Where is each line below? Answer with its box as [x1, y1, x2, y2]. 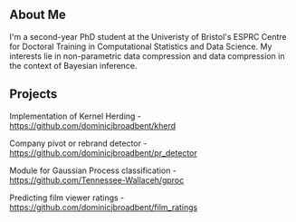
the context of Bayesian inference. [9, 60, 138, 71]
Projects [9, 86, 58, 102]
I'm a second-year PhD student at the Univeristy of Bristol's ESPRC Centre [9, 31, 287, 42]
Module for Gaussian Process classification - [9, 165, 177, 176]
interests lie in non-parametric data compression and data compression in [9, 50, 285, 62]
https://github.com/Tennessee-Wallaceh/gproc [9, 174, 185, 185]
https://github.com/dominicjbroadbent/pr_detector [9, 147, 197, 158]
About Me [9, 7, 66, 23]
